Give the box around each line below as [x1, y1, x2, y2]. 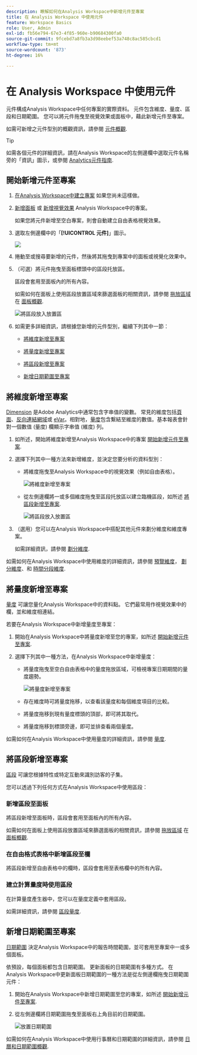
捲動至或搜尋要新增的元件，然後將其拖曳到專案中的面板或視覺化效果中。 [14, 253, 189, 260]
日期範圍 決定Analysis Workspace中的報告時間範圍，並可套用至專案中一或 [6, 943, 185, 950]
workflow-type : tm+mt [6, 42, 59, 48]
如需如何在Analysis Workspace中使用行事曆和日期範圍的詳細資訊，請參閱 [6, 1035, 184, 1042]
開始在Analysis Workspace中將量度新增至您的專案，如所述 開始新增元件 [14, 633, 189, 640]
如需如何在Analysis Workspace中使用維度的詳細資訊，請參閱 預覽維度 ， [6, 558, 180, 565]
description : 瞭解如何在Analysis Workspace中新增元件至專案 [6, 8, 145, 15]
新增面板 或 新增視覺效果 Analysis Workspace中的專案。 [14, 204, 151, 212]
